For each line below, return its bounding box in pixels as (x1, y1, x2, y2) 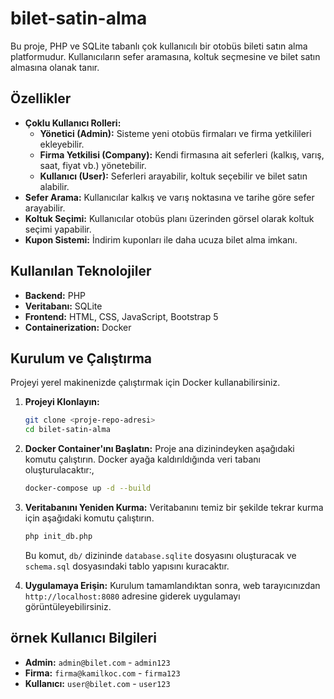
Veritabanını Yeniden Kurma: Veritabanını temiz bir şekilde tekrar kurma (24, 502, 324, 513)
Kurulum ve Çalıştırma (10, 350, 153, 367)
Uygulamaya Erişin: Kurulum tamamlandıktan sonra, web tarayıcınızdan (24, 579, 321, 591)
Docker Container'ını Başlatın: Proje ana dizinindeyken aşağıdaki (24, 443, 295, 455)
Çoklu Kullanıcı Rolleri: (24, 117, 122, 129)
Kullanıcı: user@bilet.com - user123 (24, 677, 171, 689)
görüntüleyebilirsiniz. (24, 600, 112, 612)
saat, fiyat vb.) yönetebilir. (39, 159, 147, 171)
